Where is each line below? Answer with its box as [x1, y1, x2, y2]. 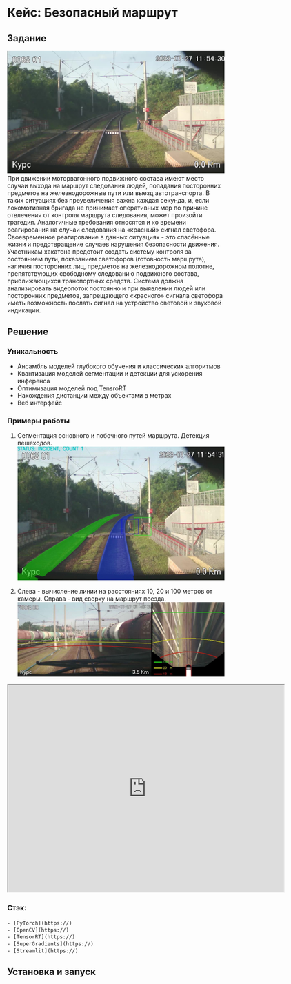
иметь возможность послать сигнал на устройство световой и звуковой [7, 299, 222, 307]
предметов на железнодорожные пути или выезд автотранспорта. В [7, 188, 210, 197]
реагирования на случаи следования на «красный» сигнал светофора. [7, 225, 217, 234]
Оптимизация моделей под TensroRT [17, 384, 127, 392]
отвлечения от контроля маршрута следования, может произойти [7, 210, 203, 219]
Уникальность [7, 346, 59, 356]
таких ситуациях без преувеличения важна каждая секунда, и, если [7, 196, 210, 204]
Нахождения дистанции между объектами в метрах [17, 392, 172, 400]
